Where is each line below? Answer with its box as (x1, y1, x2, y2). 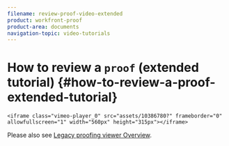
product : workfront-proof (7, 17, 82, 24)
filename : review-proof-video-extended (7, 10, 123, 17)
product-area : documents (7, 23, 79, 30)
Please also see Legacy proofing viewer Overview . (7, 131, 152, 140)
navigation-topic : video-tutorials (7, 29, 111, 37)
